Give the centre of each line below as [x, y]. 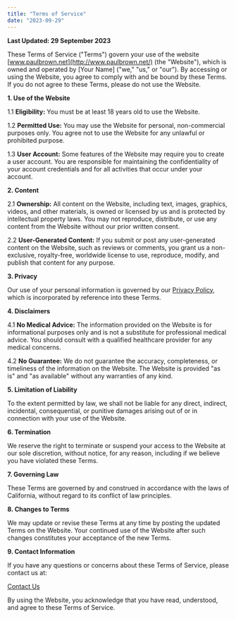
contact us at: [27, 572]
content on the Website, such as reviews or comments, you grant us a [108, 247]
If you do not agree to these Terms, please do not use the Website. [104, 84]
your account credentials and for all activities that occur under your [105, 169]
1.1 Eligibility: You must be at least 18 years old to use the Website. [104, 112]
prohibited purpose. [36, 140]
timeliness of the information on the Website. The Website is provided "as [114, 368]
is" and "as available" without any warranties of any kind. [90, 375]
